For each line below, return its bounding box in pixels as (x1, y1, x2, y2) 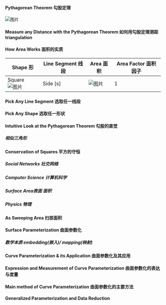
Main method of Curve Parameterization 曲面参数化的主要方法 (5, 284, 134, 290)
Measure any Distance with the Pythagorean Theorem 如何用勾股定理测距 (5, 29, 159, 35)
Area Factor (117, 60, 145, 67)
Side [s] (42, 80, 61, 87)
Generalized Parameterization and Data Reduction (5, 296, 110, 302)
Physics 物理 (5, 201, 32, 207)
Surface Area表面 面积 (5, 188, 52, 194)
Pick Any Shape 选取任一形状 (5, 111, 65, 117)
